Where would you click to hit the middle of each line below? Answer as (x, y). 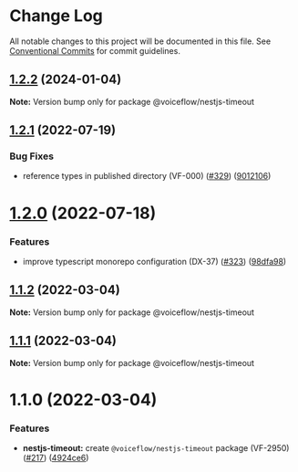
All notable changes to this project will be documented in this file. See (140, 41)
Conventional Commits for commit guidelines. (95, 50)
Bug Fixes (32, 156)
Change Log (56, 16)
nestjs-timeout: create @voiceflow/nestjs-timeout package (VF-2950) (156, 448)
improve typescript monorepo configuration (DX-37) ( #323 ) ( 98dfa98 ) (154, 261)
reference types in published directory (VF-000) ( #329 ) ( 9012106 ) (147, 176)
